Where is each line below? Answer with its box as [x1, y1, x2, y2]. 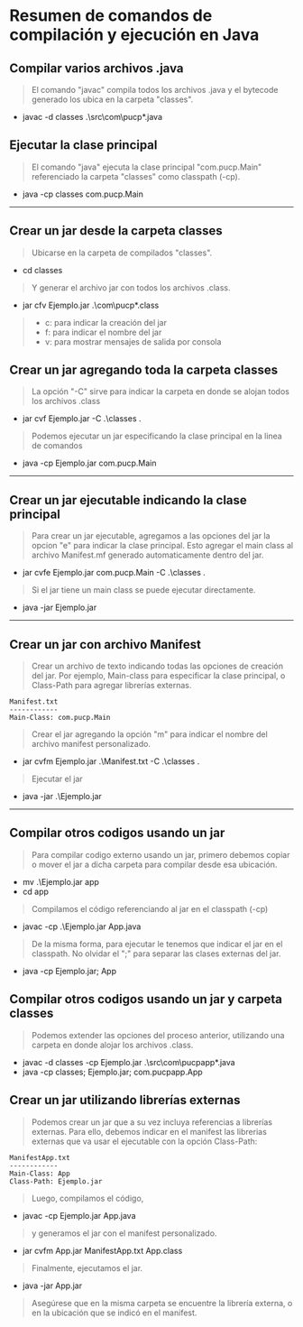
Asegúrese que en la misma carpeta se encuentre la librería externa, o [31, 1297, 293, 1308]
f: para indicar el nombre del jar [44, 327, 162, 337]
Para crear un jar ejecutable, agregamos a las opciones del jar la [31, 530, 271, 541]
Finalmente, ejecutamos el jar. [31, 1262, 142, 1273]
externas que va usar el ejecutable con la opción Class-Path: [31, 1136, 258, 1147]
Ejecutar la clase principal [9, 137, 158, 153]
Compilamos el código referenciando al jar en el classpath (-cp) [31, 903, 269, 914]
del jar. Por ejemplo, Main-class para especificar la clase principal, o [31, 670, 286, 681]
